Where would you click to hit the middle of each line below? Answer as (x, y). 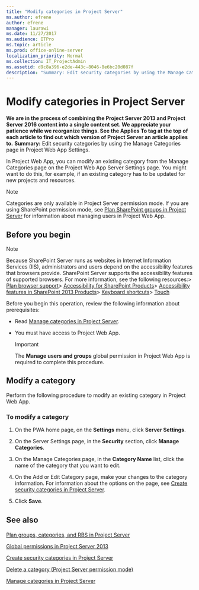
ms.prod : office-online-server (45, 51)
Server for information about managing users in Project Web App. (86, 216)
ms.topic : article (29, 45)
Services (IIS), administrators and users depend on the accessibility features (99, 267)
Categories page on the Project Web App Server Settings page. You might (96, 168)
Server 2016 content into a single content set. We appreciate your (89, 125)
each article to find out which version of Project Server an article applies (97, 137)
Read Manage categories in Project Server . (67, 321)
